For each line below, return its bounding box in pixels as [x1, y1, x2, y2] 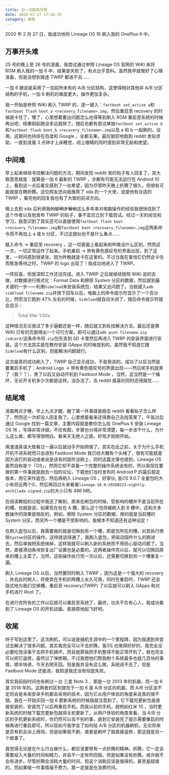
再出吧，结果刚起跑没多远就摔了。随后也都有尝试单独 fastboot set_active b [5, 121, 163, 127]
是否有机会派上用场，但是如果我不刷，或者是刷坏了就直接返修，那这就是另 [5, 728, 159, 734]
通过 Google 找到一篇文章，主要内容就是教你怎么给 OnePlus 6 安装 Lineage [5, 420, 161, 426]
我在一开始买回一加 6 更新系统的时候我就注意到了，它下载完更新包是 [14, 697, 156, 703]
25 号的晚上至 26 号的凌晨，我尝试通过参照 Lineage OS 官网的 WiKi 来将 [5, 61, 155, 68]
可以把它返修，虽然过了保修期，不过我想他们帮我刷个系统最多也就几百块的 [5, 655, 159, 661]
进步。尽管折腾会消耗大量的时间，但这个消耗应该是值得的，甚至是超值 [14, 758, 159, 764]
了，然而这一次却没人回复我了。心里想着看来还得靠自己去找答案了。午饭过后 [5, 414, 164, 420]
